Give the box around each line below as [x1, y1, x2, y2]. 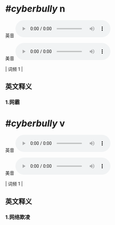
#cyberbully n [5, 3, 65, 15]
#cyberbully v [5, 118, 65, 129]
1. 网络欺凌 [5, 213, 30, 220]
